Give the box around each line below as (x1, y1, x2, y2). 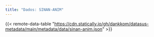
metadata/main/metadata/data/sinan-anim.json (5, 26, 103, 32)
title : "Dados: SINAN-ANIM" (5, 7, 64, 12)
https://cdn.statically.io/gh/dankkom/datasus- (54, 21, 149, 27)
